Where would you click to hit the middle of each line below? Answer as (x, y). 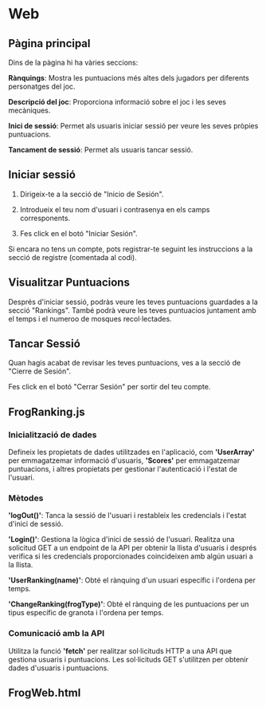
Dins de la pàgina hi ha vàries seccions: (73, 62)
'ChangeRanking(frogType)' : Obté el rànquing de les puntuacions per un (129, 604)
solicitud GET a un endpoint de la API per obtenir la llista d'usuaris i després (133, 548)
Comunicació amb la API (57, 634)
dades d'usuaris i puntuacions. (59, 668)
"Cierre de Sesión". (40, 371)
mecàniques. (29, 110)
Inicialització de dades (53, 434)
